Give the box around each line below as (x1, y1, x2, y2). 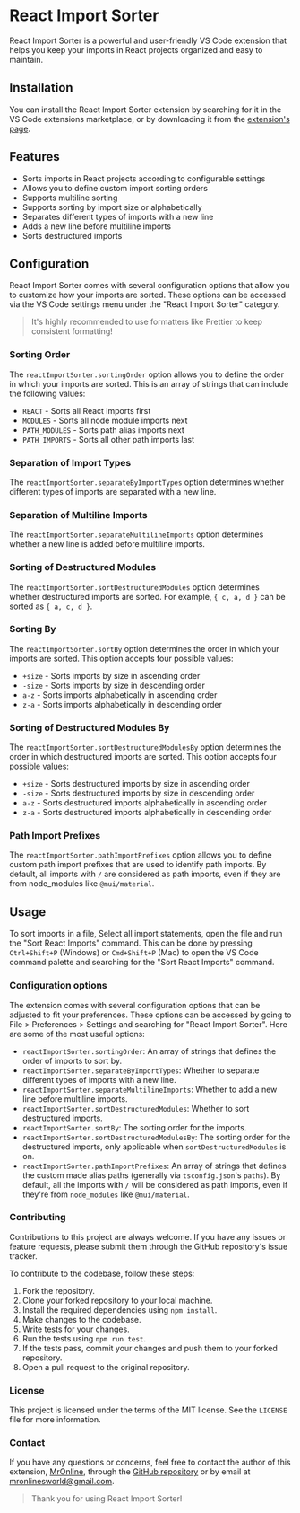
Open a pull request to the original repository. (21, 1361, 190, 1372)
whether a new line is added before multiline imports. (9, 539, 206, 550)
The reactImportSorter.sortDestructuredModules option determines (9, 581, 260, 593)
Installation (9, 80, 73, 95)
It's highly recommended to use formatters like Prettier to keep (30, 316, 262, 328)
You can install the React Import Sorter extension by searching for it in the (9, 104, 282, 115)
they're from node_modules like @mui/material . (21, 1189, 190, 1200)
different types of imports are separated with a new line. (9, 486, 217, 497)
